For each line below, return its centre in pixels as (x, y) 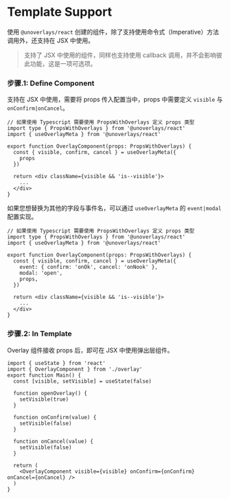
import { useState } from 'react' (57, 363)
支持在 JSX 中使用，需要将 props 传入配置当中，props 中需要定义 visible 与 (115, 100)
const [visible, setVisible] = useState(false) (83, 381)
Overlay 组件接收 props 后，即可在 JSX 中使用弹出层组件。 (90, 350)
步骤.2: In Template (39, 334)
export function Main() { (44, 375)
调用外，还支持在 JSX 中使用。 (51, 40)
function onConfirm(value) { (55, 417)
